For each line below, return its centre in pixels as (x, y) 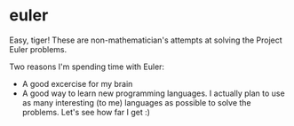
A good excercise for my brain (77, 83)
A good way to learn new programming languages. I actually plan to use (154, 93)
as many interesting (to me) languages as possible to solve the (136, 102)
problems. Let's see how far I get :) (86, 112)
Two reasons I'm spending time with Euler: (87, 67)
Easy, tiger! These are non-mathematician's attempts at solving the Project (146, 40)
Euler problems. (38, 49)
